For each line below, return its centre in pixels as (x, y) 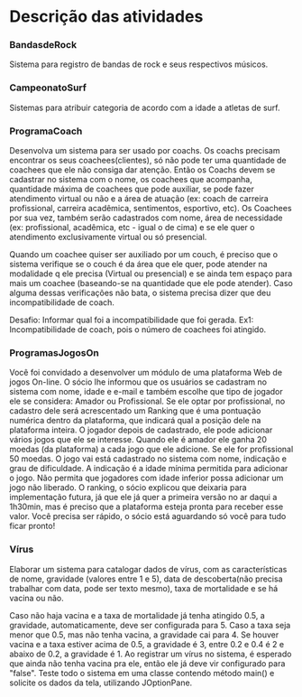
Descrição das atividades (106, 17)
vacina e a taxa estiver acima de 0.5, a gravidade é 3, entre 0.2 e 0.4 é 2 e (147, 644)
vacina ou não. (37, 598)
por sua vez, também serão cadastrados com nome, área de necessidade (146, 218)
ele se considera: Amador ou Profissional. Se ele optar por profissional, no (147, 401)
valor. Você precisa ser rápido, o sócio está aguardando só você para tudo (148, 516)
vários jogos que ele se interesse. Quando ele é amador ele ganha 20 (138, 440)
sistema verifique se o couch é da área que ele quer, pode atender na (138, 265)
